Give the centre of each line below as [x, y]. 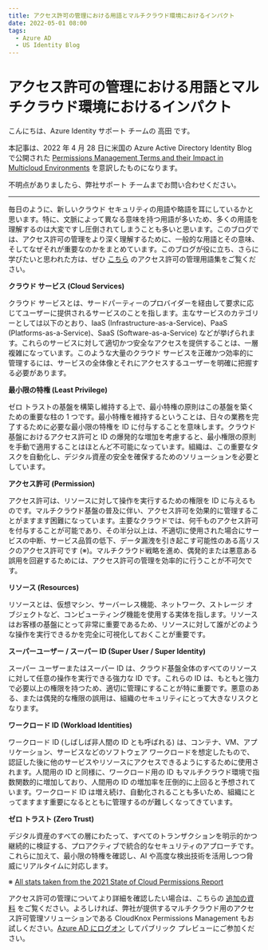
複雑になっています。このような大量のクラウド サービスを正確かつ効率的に [131, 353]
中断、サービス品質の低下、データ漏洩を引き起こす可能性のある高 [137, 540]
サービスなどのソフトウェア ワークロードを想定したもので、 [155, 752]
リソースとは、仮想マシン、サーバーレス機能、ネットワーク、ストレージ [126, 604]
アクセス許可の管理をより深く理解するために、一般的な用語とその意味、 [140, 239]
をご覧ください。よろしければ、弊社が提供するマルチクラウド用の [125, 908]
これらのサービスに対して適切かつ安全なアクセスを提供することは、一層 [140, 343]
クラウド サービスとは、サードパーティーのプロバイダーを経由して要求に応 [131, 303]
